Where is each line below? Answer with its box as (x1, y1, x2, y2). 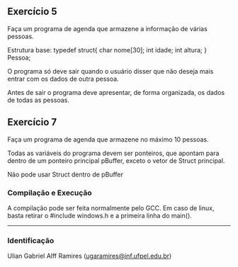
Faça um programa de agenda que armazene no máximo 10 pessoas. (7, 135, 209, 144)
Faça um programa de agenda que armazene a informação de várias (7, 24, 208, 33)
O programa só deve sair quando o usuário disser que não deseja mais (7, 67, 214, 75)
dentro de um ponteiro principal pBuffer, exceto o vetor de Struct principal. (7, 156, 225, 165)
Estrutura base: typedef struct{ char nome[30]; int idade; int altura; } (7, 45, 208, 54)
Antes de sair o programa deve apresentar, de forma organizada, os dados (7, 88, 225, 96)
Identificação (7, 235, 55, 245)
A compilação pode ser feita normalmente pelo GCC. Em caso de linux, (7, 203, 215, 212)
